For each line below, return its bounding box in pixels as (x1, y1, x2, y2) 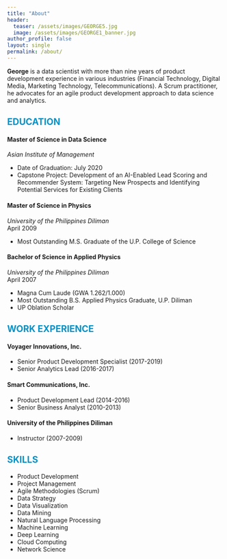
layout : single (7, 42, 51, 49)
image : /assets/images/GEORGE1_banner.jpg (13, 29, 136, 36)
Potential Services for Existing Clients (16, 186, 123, 194)
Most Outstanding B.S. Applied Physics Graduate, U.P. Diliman (16, 296, 193, 304)
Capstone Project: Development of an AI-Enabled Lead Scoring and (16, 171, 207, 179)
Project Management (16, 479, 77, 488)
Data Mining (16, 508, 51, 516)
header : (7, 16, 29, 23)
